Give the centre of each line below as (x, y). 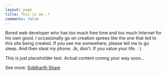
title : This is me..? (28, 14)
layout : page (19, 10)
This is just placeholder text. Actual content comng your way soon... (75, 58)
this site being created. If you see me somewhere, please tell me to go (77, 43)
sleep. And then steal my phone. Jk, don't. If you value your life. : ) (73, 49)
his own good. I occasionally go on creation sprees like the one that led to (81, 38)
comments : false (22, 19)
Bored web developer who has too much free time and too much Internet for (83, 33)
